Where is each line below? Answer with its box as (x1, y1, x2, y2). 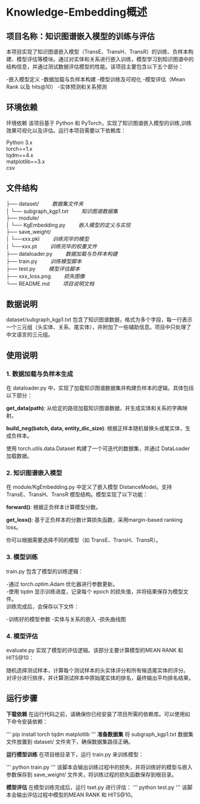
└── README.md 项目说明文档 (6, 280, 95, 287)
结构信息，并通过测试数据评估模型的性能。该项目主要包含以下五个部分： (6, 63, 183, 70)
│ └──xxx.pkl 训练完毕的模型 (6, 235, 89, 242)
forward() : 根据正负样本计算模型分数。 (6, 503, 101, 511)
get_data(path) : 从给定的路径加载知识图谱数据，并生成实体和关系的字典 (6, 405, 183, 412)
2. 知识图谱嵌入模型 (6, 469, 62, 477)
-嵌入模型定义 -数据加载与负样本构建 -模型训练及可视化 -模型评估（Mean (6, 76, 186, 82)
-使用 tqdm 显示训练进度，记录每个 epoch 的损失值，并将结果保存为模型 (6, 588, 183, 595)
